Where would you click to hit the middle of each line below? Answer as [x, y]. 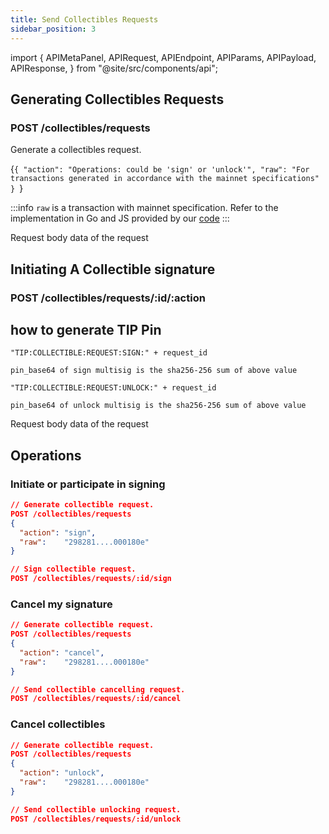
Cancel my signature [61, 604]
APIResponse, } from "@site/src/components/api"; [114, 68]
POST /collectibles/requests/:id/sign [91, 579]
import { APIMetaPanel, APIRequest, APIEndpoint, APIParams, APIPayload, [163, 57]
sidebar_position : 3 [53, 29]
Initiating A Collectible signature [113, 269]
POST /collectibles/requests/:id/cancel [96, 699]
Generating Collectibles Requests [117, 99]
